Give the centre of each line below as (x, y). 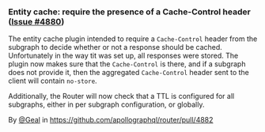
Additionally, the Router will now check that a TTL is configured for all (121, 96)
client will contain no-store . (53, 81)
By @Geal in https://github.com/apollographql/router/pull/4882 (111, 120)
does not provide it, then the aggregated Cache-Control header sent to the (129, 73)
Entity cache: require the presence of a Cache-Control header (129, 12)
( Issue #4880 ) (36, 21)
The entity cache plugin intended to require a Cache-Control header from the (133, 39)
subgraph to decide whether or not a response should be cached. (115, 47)
